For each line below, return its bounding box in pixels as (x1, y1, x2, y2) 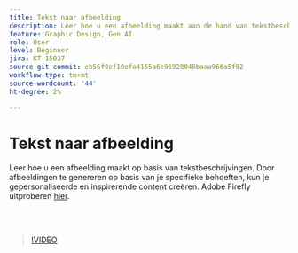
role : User (9, 37, 50, 47)
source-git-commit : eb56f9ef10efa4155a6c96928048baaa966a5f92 (9, 63, 244, 72)
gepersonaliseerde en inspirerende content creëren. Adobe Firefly (9, 181, 251, 192)
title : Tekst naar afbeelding (9, 12, 122, 22)
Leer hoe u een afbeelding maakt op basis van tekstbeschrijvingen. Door (9, 162, 275, 173)
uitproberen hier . (9, 191, 70, 202)
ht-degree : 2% (9, 87, 62, 96)
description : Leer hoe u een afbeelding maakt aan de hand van (9, 21, 248, 30)
